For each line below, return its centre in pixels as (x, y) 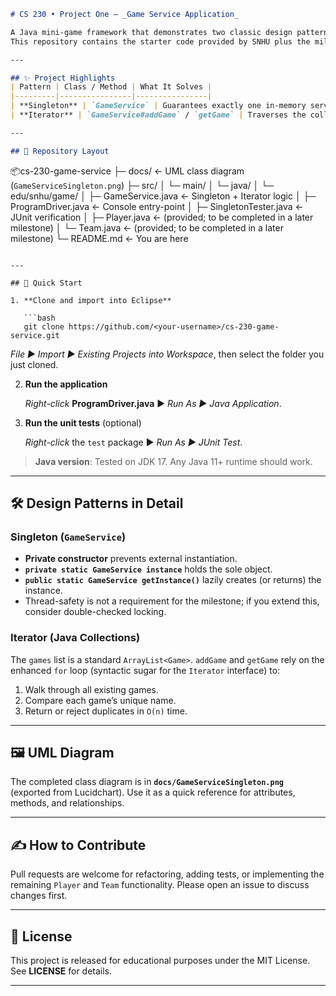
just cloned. (34, 364)
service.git (35, 335)
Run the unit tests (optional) (83, 422)
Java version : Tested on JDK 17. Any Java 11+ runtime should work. (173, 461)
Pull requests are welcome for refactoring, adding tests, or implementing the (167, 874)
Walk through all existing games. (92, 689)
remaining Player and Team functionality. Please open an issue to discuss (160, 885)
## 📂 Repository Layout (60, 151)
